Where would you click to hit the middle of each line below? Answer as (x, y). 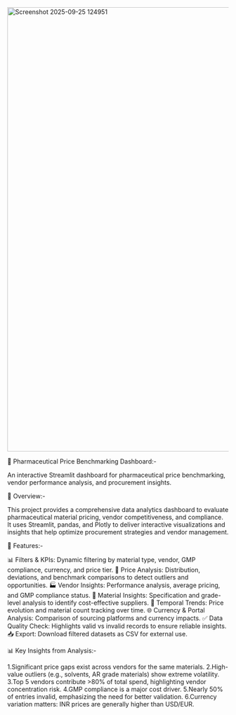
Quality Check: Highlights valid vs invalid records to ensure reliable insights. (117, 626)
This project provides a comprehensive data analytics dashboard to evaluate (118, 510)
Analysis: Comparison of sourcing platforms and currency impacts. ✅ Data (115, 618)
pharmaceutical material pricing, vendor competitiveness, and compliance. (115, 517)
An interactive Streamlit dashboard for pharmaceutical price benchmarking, (117, 475)
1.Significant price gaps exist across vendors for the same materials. (106, 667)
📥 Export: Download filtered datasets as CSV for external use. (97, 634)
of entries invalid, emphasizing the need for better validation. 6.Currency (112, 697)
